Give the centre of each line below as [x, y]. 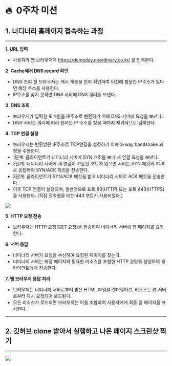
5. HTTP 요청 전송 [24, 216]
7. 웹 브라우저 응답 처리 [28, 279]
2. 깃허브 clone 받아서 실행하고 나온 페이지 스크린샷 [82, 331]
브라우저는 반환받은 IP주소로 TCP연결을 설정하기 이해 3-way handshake [85, 144]
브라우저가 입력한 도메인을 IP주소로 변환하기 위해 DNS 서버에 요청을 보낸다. [88, 116]
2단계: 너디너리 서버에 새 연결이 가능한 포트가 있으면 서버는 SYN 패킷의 [83, 164]
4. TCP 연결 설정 [22, 133]
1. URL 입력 [17, 49]
